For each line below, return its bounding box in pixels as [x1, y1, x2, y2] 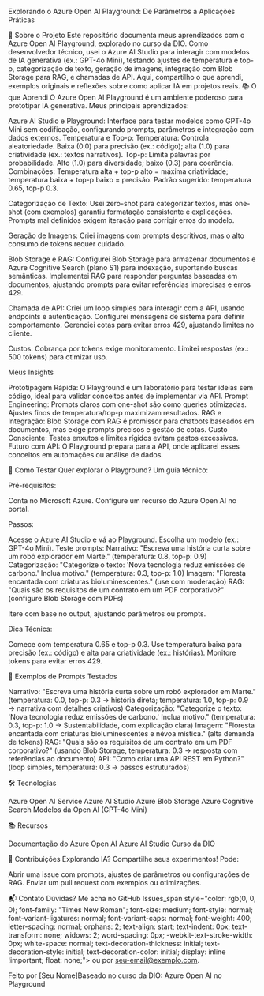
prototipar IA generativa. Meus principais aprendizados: [8, 101, 189, 110]
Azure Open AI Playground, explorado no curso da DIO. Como [8, 39, 209, 48]
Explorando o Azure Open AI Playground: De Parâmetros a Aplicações [8, 7, 236, 16]
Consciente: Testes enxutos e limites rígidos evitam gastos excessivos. [8, 434, 239, 442]
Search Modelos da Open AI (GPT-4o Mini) [8, 805, 147, 814]
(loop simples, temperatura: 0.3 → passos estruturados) [8, 762, 190, 772]
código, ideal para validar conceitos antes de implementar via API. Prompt [8, 391, 248, 400]
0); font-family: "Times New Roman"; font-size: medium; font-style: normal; [8, 905, 254, 915]
